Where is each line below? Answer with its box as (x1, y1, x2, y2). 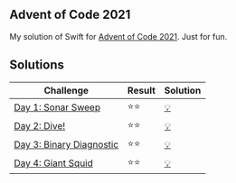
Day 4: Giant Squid (14, 157, 93, 169)
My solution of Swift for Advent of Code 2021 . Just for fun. (9, 31, 228, 41)
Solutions (9, 58, 65, 73)
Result (127, 84, 156, 96)
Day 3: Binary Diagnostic (14, 139, 119, 151)
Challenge (43, 84, 89, 96)
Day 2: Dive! (14, 120, 66, 133)
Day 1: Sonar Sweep (14, 101, 101, 114)
